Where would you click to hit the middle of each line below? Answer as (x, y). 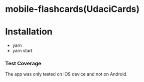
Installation (29, 32)
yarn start (22, 51)
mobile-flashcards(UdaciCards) (72, 9)
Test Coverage (23, 64)
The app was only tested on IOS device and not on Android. (67, 74)
